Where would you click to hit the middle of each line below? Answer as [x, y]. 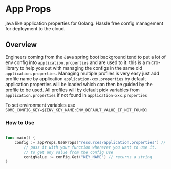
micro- [153, 62]
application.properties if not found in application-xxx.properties [76, 95]
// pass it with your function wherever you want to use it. [90, 147]
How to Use [20, 122]
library [12, 68]
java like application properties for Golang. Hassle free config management [84, 23]
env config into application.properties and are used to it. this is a [75, 62]
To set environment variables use [40, 105]
